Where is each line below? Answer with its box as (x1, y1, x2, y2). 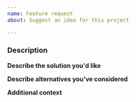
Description (7, 46, 48, 56)
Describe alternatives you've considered (7, 74, 128, 83)
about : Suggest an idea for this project (7, 17, 130, 24)
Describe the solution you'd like (7, 61, 101, 69)
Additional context (7, 88, 63, 96)
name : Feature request (7, 10, 73, 17)
